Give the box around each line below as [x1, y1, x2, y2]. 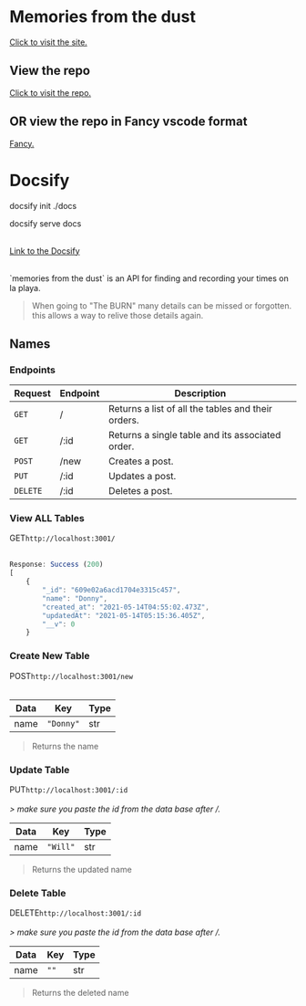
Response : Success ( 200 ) [9, 560, 104, 570]
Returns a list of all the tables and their [108, 403, 273, 415]
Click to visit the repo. [9, 87, 92, 98]
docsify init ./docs [9, 200, 77, 211]
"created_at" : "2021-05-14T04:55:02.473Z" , [42, 603, 209, 612]
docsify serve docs [9, 217, 82, 229]
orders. [108, 414, 139, 426]
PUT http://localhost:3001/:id [9, 783, 128, 795]
